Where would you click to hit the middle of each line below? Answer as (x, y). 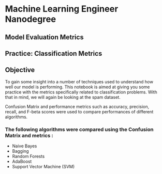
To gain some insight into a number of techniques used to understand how (79, 81)
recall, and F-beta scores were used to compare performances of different (79, 111)
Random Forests (28, 157)
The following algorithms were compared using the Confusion (79, 129)
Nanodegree (31, 19)
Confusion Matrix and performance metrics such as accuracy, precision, (77, 106)
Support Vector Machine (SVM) (43, 167)
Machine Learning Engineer (62, 9)
